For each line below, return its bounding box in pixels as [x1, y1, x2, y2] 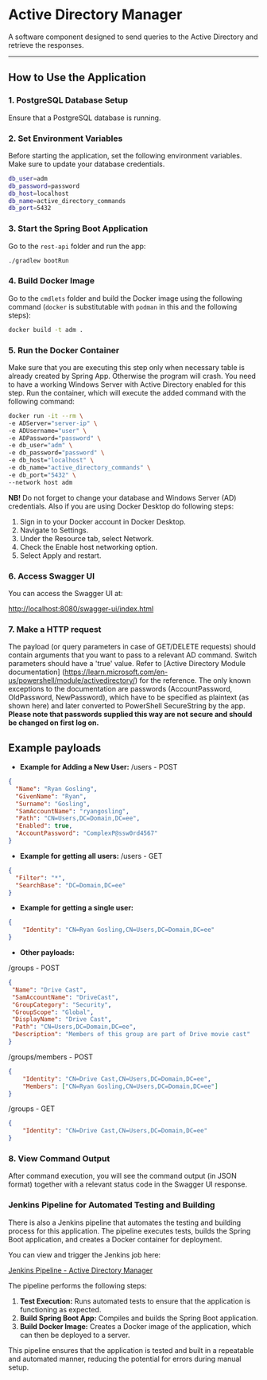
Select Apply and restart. [19, 551, 102, 560]
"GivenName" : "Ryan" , [15, 792, 87, 801]
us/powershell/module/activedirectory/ [8, 676, 136, 685]
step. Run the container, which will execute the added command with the [8, 388, 246, 397]
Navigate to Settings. [19, 525, 89, 535]
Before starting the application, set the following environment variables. [8, 150, 242, 160]
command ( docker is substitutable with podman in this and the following [8, 302, 238, 311]
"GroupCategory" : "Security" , [11, 1000, 112, 1008]
